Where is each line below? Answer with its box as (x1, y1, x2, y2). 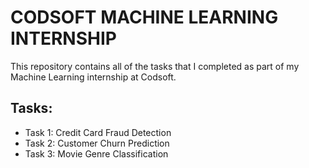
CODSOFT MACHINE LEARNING (10, 6, 279, 29)
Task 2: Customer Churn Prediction (24, 137, 170, 149)
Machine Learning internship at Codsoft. (10, 71, 177, 83)
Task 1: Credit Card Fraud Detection (24, 126, 172, 138)
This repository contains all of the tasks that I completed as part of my (10, 60, 300, 72)
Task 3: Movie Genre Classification (24, 147, 169, 160)
